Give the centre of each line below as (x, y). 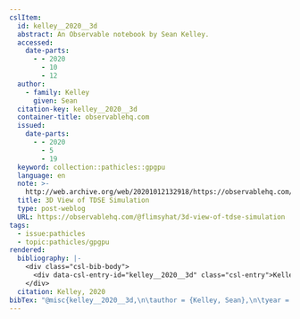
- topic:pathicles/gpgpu (63, 242)
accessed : (35, 42)
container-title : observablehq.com (83, 117)
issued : (32, 126)
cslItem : (25, 17)
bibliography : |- (50, 259)
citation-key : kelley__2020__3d (78, 109)
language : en (42, 175)
